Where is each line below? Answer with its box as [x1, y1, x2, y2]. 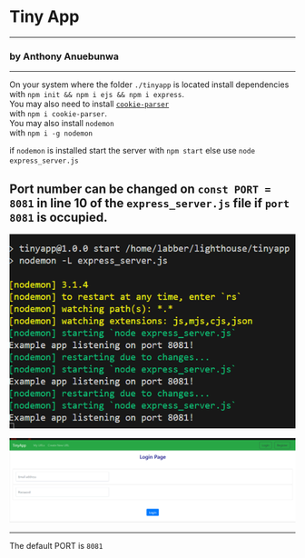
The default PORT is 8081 [9, 540, 103, 551]
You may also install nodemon [9, 118, 115, 129]
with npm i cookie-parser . [9, 108, 107, 119]
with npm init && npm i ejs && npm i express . [9, 89, 184, 100]
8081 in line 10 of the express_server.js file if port [9, 195, 290, 211]
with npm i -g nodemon [9, 127, 93, 138]
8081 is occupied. [9, 209, 108, 224]
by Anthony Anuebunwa [9, 50, 120, 63]
